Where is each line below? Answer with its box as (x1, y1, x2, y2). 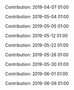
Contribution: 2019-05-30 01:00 (5, 61, 69, 67)
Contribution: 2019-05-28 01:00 (5, 52, 69, 58)
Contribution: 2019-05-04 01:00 (5, 14, 69, 19)
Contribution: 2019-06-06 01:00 (5, 81, 69, 86)
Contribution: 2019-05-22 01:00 (5, 42, 69, 48)
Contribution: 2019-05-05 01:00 (5, 23, 69, 29)
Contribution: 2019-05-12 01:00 (5, 33, 68, 38)
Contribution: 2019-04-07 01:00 (5, 4, 69, 10)
